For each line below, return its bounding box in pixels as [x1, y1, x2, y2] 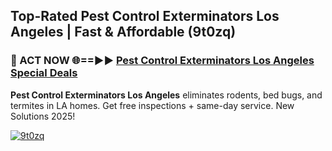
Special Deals [10, 66, 78, 80]
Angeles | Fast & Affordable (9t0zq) [10, 24, 237, 41]
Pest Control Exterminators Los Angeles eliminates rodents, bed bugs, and [10, 89, 323, 101]
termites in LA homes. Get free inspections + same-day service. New [10, 99, 295, 111]
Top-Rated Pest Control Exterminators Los [10, 8, 280, 25]
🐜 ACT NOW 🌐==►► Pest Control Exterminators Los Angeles [10, 54, 315, 68]
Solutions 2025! [10, 110, 76, 122]
